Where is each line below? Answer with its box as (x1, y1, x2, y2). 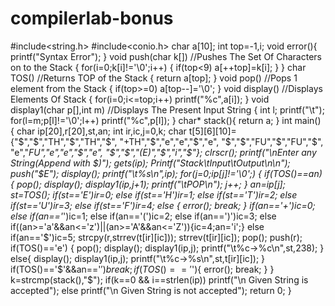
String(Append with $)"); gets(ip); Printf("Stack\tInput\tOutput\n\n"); (10, 157, 291, 169)
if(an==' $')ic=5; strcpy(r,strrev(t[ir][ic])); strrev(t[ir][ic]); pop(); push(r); (10, 231, 303, 243)
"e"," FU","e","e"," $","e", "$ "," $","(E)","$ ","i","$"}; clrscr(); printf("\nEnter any (10, 146, 317, 158)
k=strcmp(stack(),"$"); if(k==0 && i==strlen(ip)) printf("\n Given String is (10, 273, 309, 286)
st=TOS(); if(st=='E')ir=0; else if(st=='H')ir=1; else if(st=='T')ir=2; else (10, 188, 298, 201)
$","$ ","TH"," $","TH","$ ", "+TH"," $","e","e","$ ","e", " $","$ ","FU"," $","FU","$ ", (18, 135, 324, 147)
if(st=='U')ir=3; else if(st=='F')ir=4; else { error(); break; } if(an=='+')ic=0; (10, 199, 316, 211)
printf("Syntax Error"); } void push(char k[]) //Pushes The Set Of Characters (10, 50, 322, 62)
